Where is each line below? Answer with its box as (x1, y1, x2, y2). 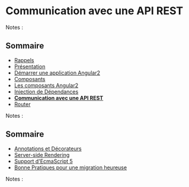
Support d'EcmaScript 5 (14, 157, 73, 165)
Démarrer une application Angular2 (14, 69, 100, 76)
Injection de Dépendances (14, 88, 79, 95)
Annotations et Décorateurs (14, 145, 82, 152)
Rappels (14, 56, 34, 63)
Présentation (14, 63, 46, 70)
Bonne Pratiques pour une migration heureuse (14, 164, 127, 171)
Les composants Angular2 (14, 82, 78, 89)
